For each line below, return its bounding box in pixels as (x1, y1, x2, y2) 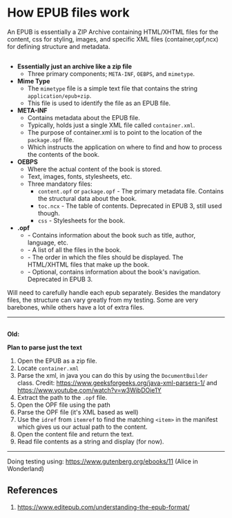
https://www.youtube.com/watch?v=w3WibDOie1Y (17, 385, 162, 394)
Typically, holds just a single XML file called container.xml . (27, 121, 195, 129)
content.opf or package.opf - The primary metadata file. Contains (37, 187, 224, 195)
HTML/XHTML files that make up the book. (27, 260, 150, 269)
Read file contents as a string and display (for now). (17, 437, 164, 445)
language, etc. (27, 238, 69, 247)
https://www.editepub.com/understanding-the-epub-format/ (17, 503, 190, 511)
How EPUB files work (7, 5, 130, 21)
